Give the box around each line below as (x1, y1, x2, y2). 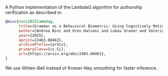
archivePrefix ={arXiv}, (18, 42, 68, 47)
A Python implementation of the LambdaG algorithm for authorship (5, 4, 142, 10)
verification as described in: (5, 9, 62, 15)
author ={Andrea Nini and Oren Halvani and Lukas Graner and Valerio (18, 28, 164, 33)
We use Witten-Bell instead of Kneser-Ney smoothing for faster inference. (5, 65, 157, 71)
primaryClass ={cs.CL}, (18, 47, 66, 52)
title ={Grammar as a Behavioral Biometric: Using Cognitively (18, 23, 151, 29)
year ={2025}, (18, 33, 46, 38)
